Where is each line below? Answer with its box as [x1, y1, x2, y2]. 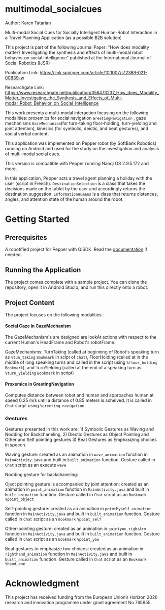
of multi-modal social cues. [5, 151, 61, 157]
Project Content [5, 299, 55, 307]
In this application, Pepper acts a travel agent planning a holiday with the [5, 175, 153, 181]
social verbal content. [5, 131, 49, 136]
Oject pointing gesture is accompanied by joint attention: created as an [5, 481, 149, 487]
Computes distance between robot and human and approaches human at [5, 392, 154, 398]
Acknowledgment [5, 578, 80, 589]
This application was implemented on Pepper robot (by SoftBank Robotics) [5, 140, 157, 146]
